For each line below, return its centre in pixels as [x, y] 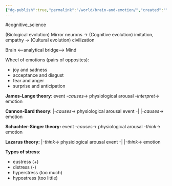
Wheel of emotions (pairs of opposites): [47, 60]
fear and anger [28, 80]
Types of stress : [23, 152]
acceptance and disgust [38, 75]
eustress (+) [26, 161]
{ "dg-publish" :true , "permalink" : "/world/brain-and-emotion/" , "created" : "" [87, 10]
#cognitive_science [26, 25]
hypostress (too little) [35, 178]
